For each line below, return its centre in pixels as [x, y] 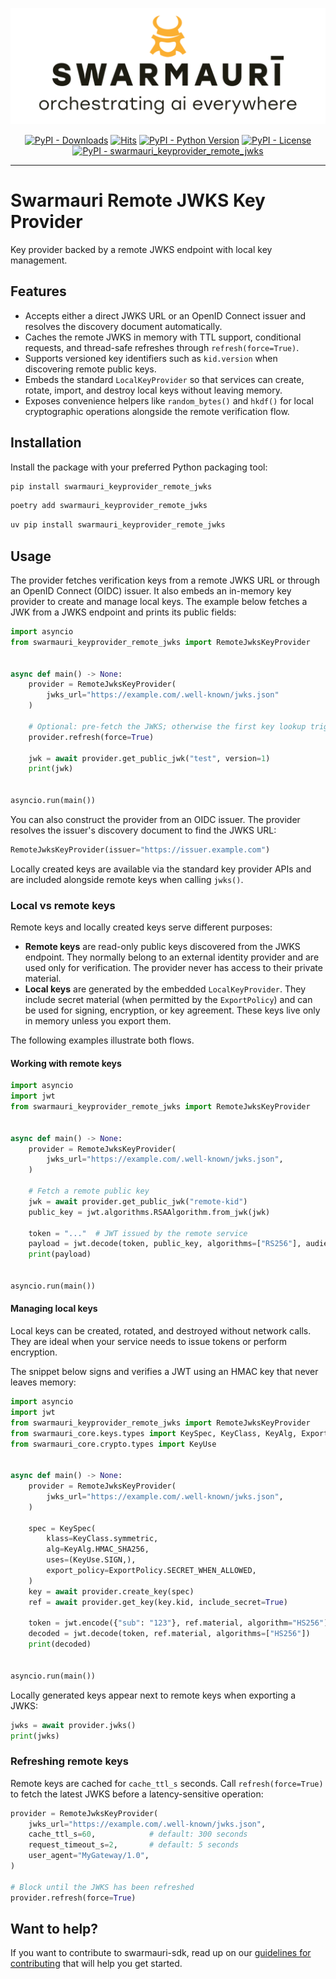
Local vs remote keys [63, 905]
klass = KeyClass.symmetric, [102, 1539]
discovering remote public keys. [90, 369]
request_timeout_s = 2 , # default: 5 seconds [134, 1845]
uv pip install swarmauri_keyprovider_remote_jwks [118, 525]
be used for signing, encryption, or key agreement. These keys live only [172, 1010]
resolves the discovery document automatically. [123, 326]
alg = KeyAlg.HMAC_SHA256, [98, 1549]
